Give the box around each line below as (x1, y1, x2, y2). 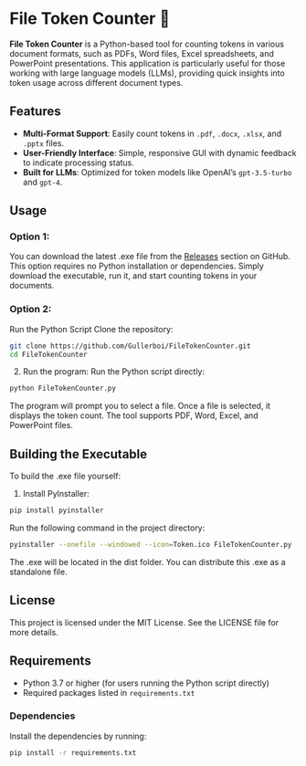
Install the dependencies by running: (9, 730, 147, 741)
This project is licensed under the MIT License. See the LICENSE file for (9, 616, 280, 628)
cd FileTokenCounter (9, 350, 89, 359)
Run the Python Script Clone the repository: (9, 323, 174, 334)
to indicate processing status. (22, 157, 135, 168)
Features (9, 104, 61, 120)
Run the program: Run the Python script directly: (22, 366, 206, 377)
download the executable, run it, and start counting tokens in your (9, 270, 258, 281)
